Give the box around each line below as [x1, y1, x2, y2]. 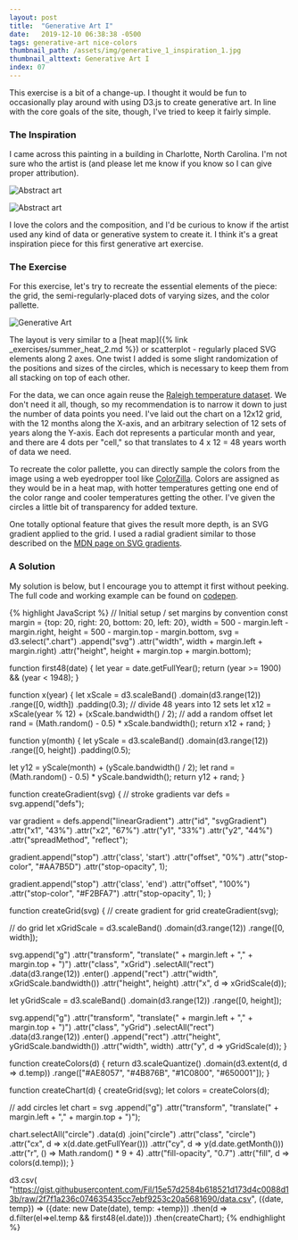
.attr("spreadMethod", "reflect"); [9, 834, 128, 845]
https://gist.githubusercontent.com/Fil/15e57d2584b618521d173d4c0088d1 [12, 1184, 289, 1195]
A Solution [9, 560, 56, 573]
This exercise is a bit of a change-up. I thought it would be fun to [9, 87, 247, 98]
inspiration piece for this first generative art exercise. [9, 238, 203, 250]
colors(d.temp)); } [9, 1157, 75, 1168]
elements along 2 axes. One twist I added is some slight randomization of [9, 353, 278, 364]
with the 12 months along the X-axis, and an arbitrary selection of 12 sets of [9, 418, 287, 429]
